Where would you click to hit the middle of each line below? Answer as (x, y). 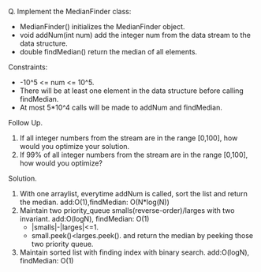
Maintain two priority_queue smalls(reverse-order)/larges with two (127, 211)
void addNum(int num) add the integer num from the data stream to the (135, 35)
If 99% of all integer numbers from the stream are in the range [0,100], (134, 155)
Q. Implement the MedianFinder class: (70, 11)
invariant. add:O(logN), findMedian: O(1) (84, 219)
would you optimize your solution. (75, 146)
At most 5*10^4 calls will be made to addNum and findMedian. (121, 107)
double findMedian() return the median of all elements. (108, 52)
